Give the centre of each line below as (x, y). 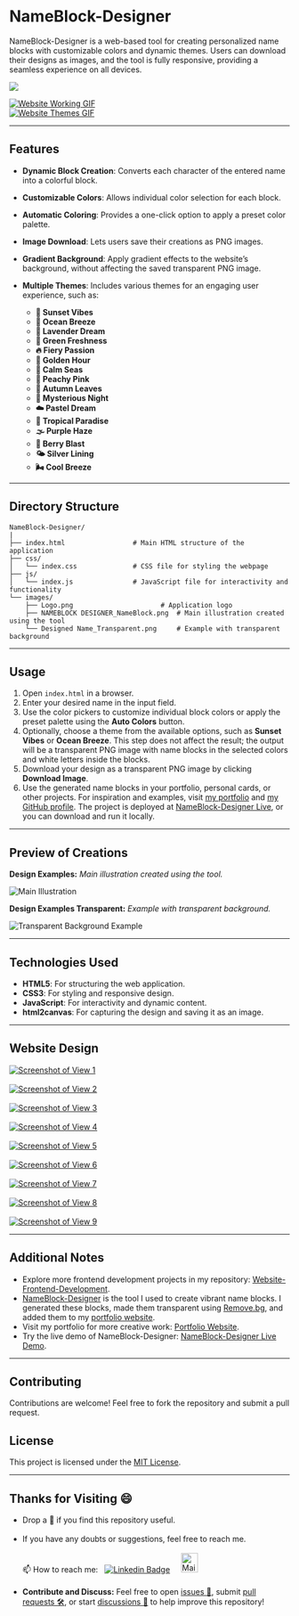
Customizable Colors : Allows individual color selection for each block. (152, 197)
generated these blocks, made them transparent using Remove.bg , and (152, 1308)
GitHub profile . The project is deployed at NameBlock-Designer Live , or (153, 807)
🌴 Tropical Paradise (72, 420)
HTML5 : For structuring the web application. (103, 983)
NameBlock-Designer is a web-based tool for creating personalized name (144, 41)
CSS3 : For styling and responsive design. (98, 993)
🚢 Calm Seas (59, 369)
